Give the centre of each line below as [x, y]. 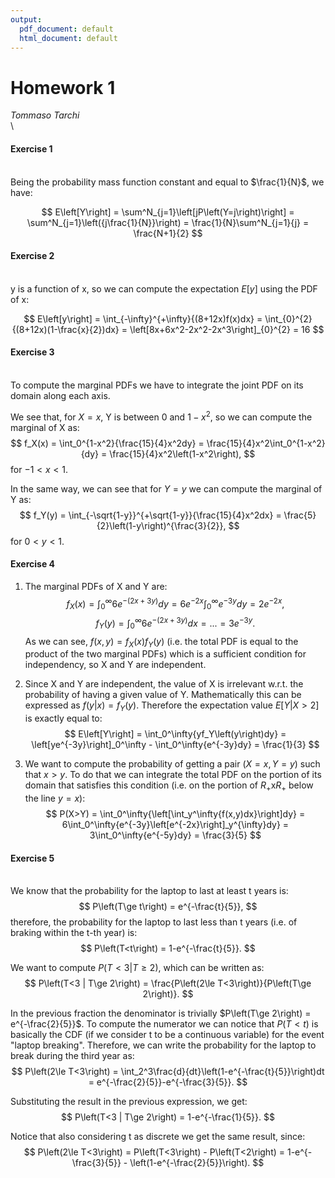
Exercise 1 [31, 148]
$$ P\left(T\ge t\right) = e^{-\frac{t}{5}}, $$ [168, 907]
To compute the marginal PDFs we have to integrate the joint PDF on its [157, 385]
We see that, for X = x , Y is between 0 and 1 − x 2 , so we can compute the [161, 416]
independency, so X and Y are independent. [115, 665]
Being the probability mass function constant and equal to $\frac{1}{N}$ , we [167, 182]
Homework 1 [63, 87]
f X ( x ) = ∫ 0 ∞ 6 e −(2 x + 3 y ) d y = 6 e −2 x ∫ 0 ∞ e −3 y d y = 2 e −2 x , [175, 604]
